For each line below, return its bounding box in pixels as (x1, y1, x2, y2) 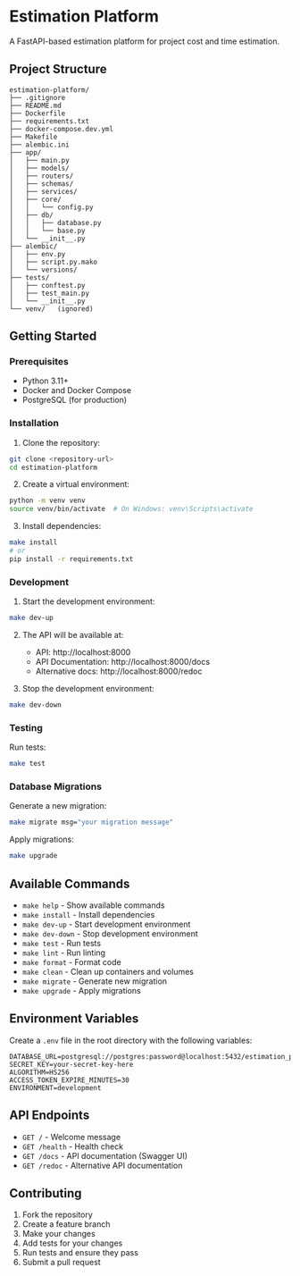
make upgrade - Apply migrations (21, 985, 141, 995)
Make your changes (21, 1229, 96, 1239)
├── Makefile (9, 132, 58, 141)
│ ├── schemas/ (9, 179, 74, 189)
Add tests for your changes (21, 1238, 123, 1248)
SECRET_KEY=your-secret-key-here (9, 1060, 134, 1069)
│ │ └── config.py (9, 203, 94, 212)
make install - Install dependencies (21, 909, 155, 919)
